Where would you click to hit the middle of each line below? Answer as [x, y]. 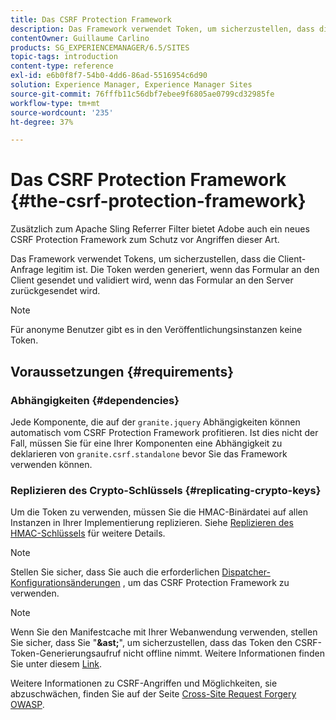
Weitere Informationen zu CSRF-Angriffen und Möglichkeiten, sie [144, 683]
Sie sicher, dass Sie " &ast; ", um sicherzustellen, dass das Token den [151, 643]
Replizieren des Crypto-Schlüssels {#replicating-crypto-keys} [166, 490]
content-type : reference [62, 66]
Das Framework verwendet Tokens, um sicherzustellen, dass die [143, 259]
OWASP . [27, 705]
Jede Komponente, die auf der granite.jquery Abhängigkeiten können [155, 422]
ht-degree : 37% [42, 122]
